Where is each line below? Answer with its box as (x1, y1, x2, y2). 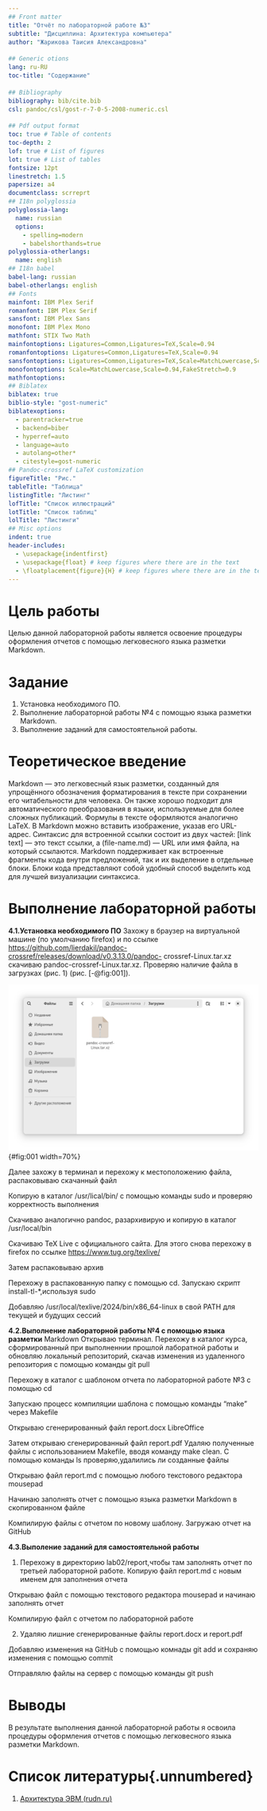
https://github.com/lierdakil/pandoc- (8, 943, 128, 952)
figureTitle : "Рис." (8, 474, 77, 482)
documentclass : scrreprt (8, 189, 91, 197)
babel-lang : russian (8, 273, 77, 281)
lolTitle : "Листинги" (8, 516, 80, 524)
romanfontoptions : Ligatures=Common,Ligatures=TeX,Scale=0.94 (8, 349, 219, 356)
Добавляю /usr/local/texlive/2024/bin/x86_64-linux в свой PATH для (8, 1302, 236, 1311)
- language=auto (15, 441, 69, 449)
